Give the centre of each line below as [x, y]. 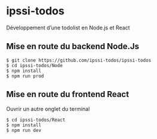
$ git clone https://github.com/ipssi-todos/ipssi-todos [79, 60]
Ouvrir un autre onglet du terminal [48, 108]
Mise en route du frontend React [68, 94]
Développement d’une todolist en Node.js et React [68, 28]
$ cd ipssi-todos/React [36, 120]
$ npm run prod [25, 76]
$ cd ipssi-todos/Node [34, 65]
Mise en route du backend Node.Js [73, 46]
